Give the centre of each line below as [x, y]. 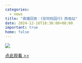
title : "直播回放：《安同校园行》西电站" [41, 18]
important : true [21, 28]
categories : [17, 9]
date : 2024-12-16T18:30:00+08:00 [39, 23]
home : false [17, 32]
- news [16, 14]
